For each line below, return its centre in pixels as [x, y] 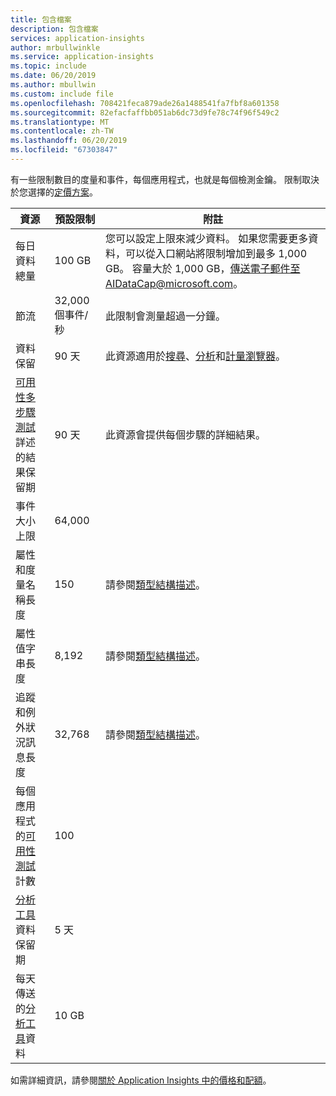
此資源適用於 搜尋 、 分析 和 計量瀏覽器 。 [195, 356]
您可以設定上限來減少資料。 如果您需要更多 [206, 238]
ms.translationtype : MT [60, 122]
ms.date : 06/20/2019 [53, 76]
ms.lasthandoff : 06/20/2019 [69, 141]
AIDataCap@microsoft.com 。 [174, 283]
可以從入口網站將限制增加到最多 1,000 [216, 253]
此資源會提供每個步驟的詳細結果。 [185, 434]
